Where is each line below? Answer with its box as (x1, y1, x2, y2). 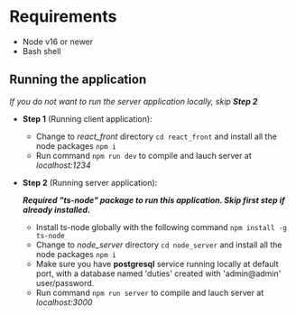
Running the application (9, 72, 147, 88)
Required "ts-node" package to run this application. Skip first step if (22, 194, 286, 205)
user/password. (35, 277, 95, 288)
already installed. (22, 204, 91, 215)
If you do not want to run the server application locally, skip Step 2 (9, 96, 258, 107)
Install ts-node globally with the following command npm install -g (35, 221, 287, 232)
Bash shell (22, 45, 61, 56)
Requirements (9, 6, 117, 27)
